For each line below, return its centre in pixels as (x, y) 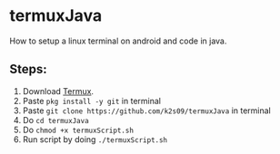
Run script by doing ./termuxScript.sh (95, 139)
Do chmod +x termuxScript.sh (78, 130)
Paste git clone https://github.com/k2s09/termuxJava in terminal (146, 111)
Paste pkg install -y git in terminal (92, 101)
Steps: (28, 69)
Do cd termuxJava (55, 120)
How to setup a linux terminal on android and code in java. (118, 41)
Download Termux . (58, 91)
